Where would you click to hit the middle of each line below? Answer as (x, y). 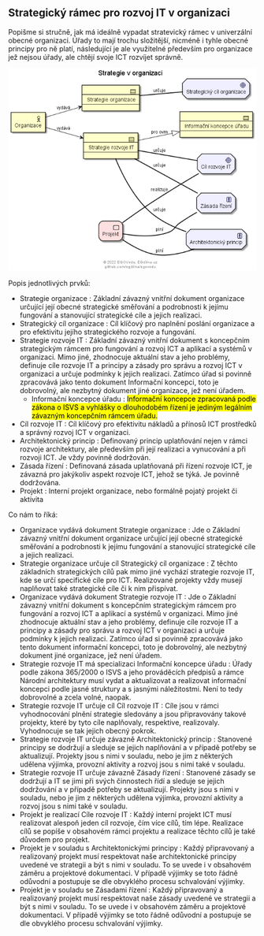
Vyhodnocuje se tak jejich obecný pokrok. (88, 730)
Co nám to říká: (33, 514)
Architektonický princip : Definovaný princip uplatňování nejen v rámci (134, 440)
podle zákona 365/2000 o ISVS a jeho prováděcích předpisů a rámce (132, 672)
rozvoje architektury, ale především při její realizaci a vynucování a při (133, 449)
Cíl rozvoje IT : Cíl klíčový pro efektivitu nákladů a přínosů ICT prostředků (138, 424)
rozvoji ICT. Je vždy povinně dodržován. (85, 457)
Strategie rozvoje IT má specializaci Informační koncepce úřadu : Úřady (136, 663)
